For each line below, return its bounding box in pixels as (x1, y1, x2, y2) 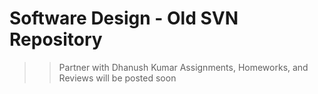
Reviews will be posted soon (58, 72, 177, 84)
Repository (9, 28, 103, 51)
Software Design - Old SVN (9, 7, 239, 30)
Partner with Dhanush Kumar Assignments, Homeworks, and (58, 61, 309, 73)
